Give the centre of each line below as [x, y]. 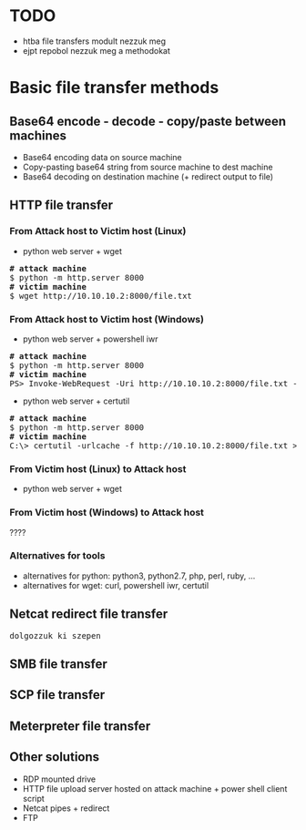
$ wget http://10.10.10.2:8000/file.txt [101, 296]
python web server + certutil [76, 401]
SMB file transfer [58, 665]
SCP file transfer [57, 695]
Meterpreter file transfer [80, 726]
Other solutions [55, 757]
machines [38, 135]
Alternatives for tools [57, 556]
